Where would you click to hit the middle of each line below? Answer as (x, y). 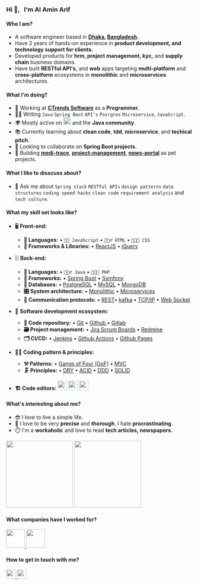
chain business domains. (45, 62)
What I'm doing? (27, 95)
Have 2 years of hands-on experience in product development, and (98, 43)
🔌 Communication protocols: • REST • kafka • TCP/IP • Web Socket (107, 299)
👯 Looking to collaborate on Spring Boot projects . (76, 147)
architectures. (32, 81)
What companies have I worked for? (52, 519)
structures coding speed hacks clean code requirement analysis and (99, 192)
